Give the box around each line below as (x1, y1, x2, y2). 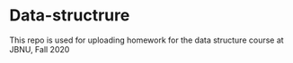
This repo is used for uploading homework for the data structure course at (9, 35, 285, 45)
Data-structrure (9, 5, 130, 26)
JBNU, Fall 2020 (9, 43, 70, 54)
